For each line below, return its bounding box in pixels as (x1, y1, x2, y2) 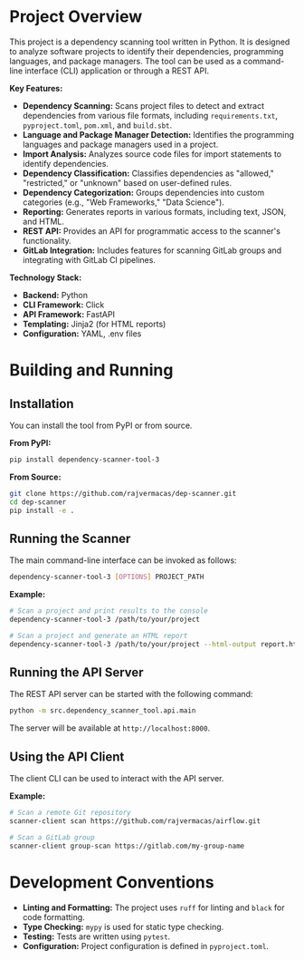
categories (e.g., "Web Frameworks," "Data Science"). (22, 197, 224, 208)
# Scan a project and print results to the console (9, 606, 208, 616)
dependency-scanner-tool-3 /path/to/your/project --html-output (9, 639, 257, 649)
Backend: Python (22, 289, 89, 300)
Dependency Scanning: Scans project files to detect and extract (22, 100, 265, 111)
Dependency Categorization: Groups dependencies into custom (22, 187, 265, 198)
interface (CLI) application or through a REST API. (24, 65, 210, 76)
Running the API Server (9, 664, 144, 681)
